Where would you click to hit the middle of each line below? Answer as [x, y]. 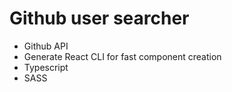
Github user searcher [99, 18]
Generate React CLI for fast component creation [122, 56]
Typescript [46, 67]
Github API [46, 46]
